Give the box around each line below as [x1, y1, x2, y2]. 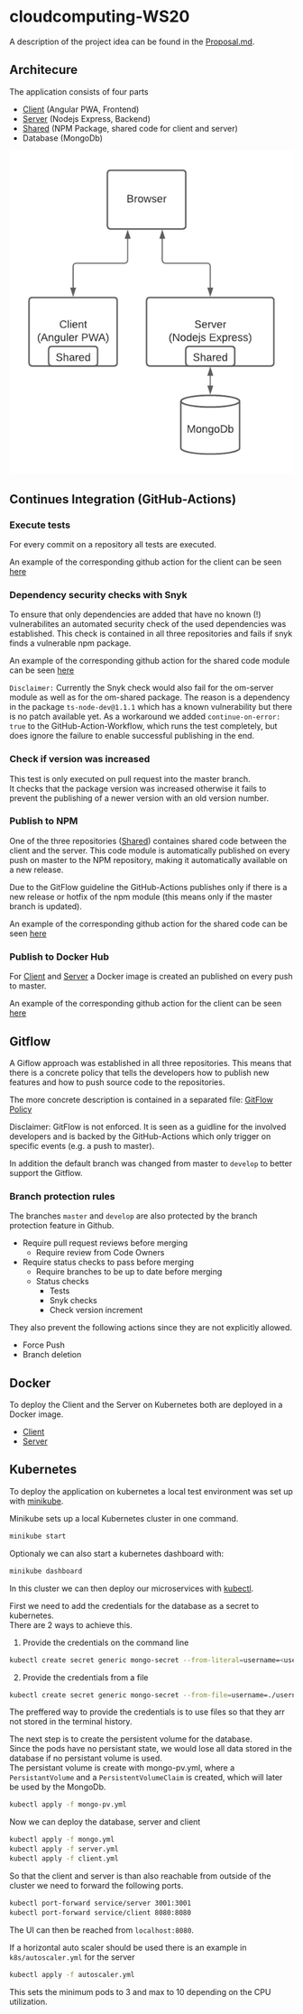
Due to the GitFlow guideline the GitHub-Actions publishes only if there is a [9, 881, 288, 892]
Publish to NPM [9, 814, 78, 827]
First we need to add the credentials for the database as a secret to [9, 1600, 260, 1611]
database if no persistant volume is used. [9, 1752, 162, 1764]
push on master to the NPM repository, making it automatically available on [9, 854, 289, 865]
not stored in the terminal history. [9, 1716, 133, 1727]
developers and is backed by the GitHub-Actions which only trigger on [9, 1130, 271, 1142]
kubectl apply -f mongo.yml [9, 1835, 115, 1844]
